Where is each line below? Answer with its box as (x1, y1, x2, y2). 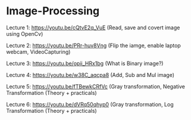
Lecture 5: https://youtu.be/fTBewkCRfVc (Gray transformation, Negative (6, 82, 186, 90)
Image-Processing (6, 4, 100, 18)
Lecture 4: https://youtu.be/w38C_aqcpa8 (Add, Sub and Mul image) (6, 71, 174, 78)
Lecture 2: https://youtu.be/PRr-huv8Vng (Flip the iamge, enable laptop (6, 42, 181, 49)
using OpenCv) (6, 30, 43, 37)
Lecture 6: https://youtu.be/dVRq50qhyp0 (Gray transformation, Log (6, 100, 174, 108)
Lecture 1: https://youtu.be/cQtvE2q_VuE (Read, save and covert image (6, 24, 180, 31)
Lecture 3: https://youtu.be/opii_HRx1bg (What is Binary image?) (6, 60, 164, 67)
